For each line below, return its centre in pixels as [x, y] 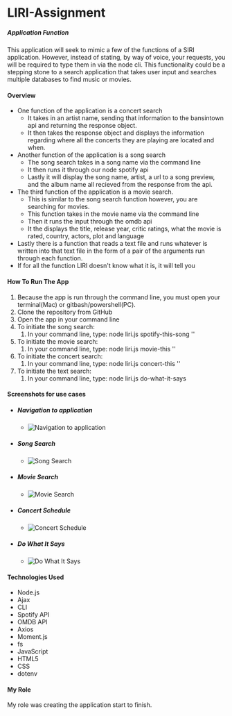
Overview [21, 95]
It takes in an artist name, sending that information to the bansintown [125, 118]
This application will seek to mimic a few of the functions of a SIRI [101, 50]
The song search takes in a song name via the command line [114, 163]
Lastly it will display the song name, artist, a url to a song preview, [121, 177]
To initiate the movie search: [57, 341]
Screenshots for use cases [47, 394]
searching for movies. [59, 207]
